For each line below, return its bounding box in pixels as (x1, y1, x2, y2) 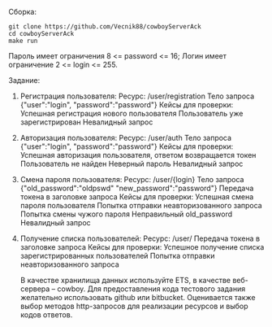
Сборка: (8, 7, 37, 16)
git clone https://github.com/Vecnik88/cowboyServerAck (8, 23, 201, 31)
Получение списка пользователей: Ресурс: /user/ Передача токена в (19, 233, 261, 243)
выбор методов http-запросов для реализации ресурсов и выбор (19, 301, 249, 311)
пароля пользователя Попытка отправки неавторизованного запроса (19, 201, 262, 210)
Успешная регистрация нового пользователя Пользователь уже (19, 109, 244, 118)
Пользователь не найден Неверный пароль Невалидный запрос (19, 159, 244, 168)
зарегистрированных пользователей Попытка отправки (19, 251, 215, 260)
